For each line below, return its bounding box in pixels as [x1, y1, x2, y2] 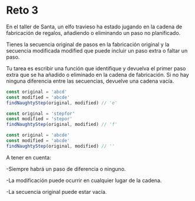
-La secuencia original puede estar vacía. [6, 188, 108, 195]
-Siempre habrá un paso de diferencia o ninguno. [6, 165, 126, 172]
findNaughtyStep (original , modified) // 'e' [6, 100, 118, 106]
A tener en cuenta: [6, 154, 51, 161]
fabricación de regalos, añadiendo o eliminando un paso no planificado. [6, 29, 181, 36]
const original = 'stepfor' [6, 111, 76, 116]
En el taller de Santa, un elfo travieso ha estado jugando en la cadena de [6, 23, 183, 30]
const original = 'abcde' [6, 132, 70, 138]
